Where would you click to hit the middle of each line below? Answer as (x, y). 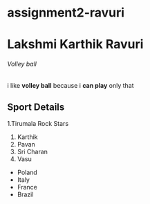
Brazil (25, 194)
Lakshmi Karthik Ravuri (75, 45)
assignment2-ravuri (66, 13)
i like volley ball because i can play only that (71, 85)
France (27, 187)
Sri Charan (32, 152)
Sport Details (36, 107)
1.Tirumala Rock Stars (38, 124)
